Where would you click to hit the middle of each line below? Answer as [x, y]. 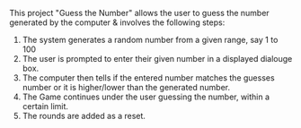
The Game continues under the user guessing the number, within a [146, 97]
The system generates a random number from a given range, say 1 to [150, 40]
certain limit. [45, 106]
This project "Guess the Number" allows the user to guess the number [139, 13]
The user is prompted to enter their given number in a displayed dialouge [157, 59]
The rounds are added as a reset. [84, 116]
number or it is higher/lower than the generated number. [126, 87]
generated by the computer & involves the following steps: [117, 22]
